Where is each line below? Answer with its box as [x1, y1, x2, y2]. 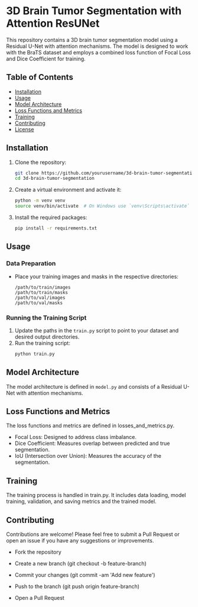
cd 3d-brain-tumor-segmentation [14, 176, 95, 182]
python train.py [14, 351, 55, 357]
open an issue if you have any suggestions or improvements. [6, 537, 154, 544]
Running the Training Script [6, 314, 87, 322]
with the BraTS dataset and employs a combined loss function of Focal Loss [6, 49, 191, 56]
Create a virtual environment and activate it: [14, 186, 122, 193]
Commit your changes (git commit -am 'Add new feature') [14, 572, 155, 579]
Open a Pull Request [14, 595, 65, 602]
